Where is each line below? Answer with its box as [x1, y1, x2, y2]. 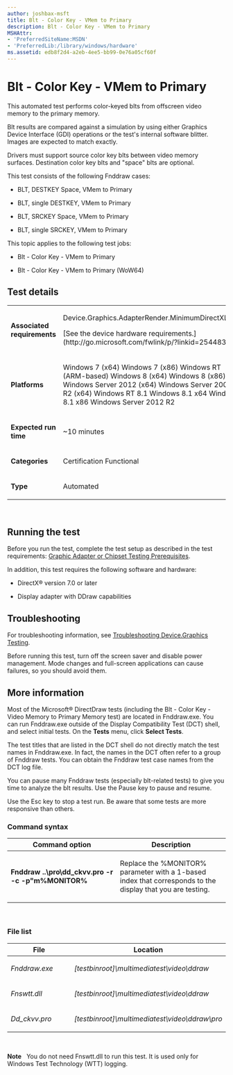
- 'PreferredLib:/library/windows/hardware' [7, 42, 138, 49]
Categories [10, 456, 49, 466]
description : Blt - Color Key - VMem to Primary [7, 23, 150, 30]
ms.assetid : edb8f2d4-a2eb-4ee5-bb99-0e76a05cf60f [7, 49, 157, 56]
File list [7, 927, 33, 937]
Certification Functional [62, 456, 139, 466]
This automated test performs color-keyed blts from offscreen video [7, 101, 202, 110]
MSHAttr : [7, 29, 33, 37]
